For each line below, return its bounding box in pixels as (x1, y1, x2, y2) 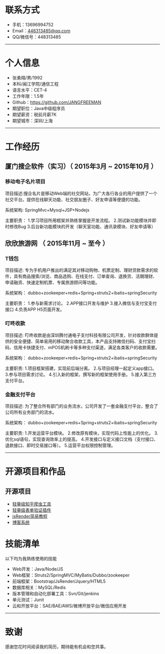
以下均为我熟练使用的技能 (5, 555, 57, 561)
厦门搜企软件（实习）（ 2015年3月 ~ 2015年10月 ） (5, 163, 158, 171)
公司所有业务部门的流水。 (5, 409, 57, 415)
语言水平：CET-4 (12, 87, 47, 93)
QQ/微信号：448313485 (12, 34, 61, 40)
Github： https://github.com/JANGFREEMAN (12, 99, 102, 105)
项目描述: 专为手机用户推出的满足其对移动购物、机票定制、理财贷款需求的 (5, 267, 154, 273)
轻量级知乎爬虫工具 (12, 501, 52, 507)
